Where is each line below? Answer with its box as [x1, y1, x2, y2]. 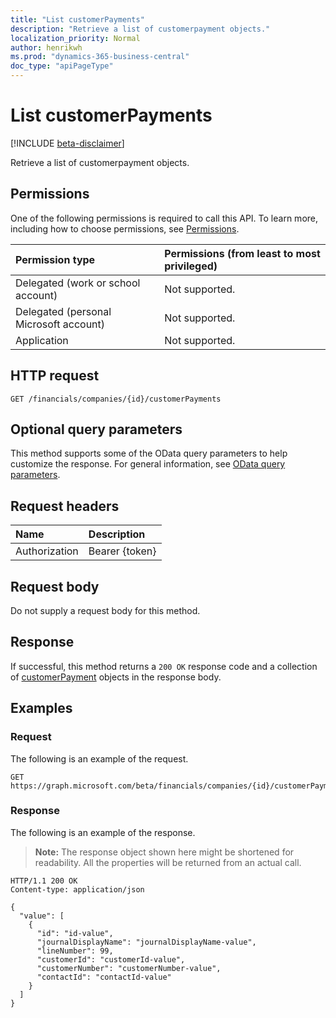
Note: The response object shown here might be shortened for [34, 846, 295, 858]
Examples [10, 700, 73, 717]
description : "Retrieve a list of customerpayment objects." [10, 24, 271, 34]
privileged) [164, 259, 218, 273]
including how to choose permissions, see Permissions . [10, 222, 240, 235]
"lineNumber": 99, [36, 946, 114, 956]
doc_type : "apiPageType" [10, 61, 114, 71]
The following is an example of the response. [10, 826, 196, 838]
